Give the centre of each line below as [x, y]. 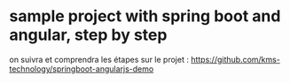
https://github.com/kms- [235, 59]
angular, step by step [88, 35]
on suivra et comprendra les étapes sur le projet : [99, 59]
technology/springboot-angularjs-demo [82, 69]
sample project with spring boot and [145, 16]
